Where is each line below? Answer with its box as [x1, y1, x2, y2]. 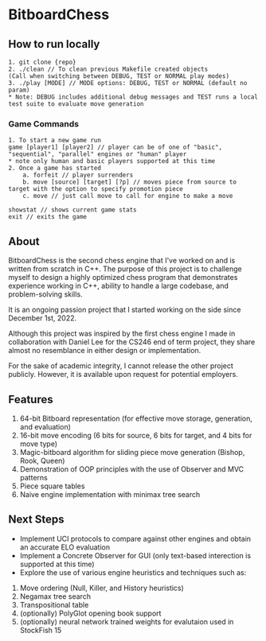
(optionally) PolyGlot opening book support [19, 608, 162, 618]
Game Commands [8, 118, 80, 129]
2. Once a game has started [8, 165, 102, 173]
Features [8, 392, 53, 406]
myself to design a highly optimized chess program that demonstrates [8, 273, 238, 282]
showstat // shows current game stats [8, 206, 137, 214]
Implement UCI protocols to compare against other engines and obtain [19, 534, 252, 543]
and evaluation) [19, 422, 72, 431]
